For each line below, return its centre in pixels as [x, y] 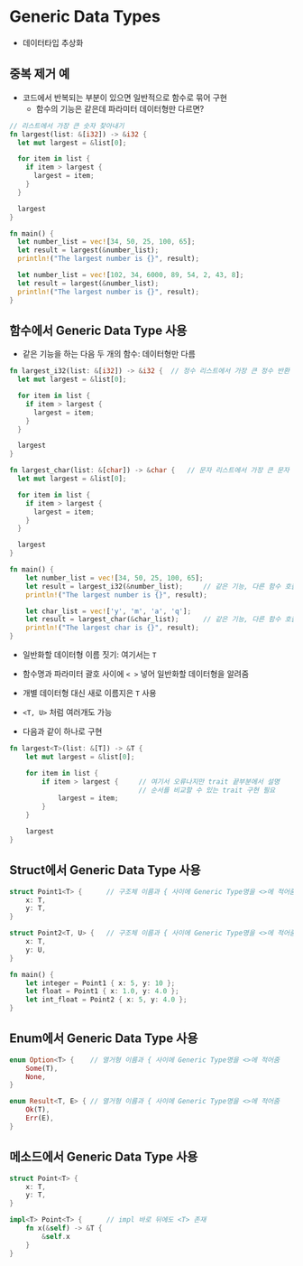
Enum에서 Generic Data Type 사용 [104, 1039]
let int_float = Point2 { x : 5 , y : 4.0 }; [106, 1000]
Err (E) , [40, 1118]
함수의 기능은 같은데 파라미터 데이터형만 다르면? [120, 108]
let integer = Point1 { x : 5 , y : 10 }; [101, 983]
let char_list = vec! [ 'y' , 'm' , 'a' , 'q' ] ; [109, 611]
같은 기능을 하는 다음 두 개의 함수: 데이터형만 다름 [109, 354]
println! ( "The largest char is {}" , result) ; [113, 628]
